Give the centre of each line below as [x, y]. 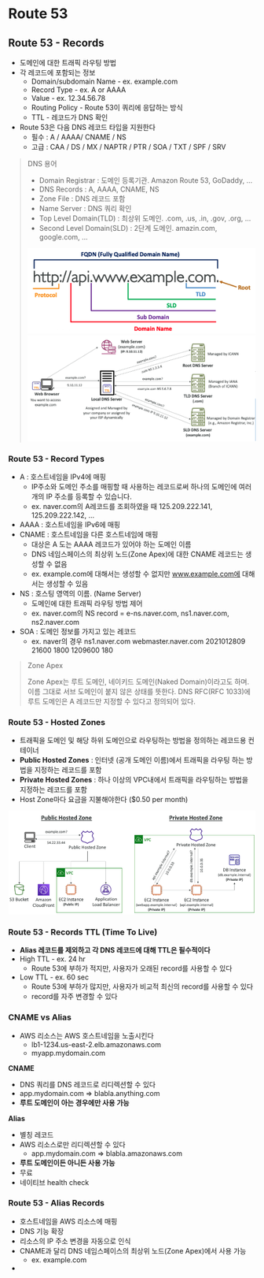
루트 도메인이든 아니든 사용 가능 [67, 1162]
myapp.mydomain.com [68, 1053]
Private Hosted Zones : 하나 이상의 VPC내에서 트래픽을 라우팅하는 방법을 [134, 780]
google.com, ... [63, 237]
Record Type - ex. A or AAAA [79, 90]
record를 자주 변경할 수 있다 [74, 997]
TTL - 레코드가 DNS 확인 [70, 117]
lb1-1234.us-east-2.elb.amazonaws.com [96, 1044]
